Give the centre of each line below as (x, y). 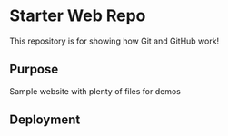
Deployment (45, 120)
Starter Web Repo (78, 16)
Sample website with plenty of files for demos (95, 91)
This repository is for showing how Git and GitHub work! (114, 41)
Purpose (34, 69)
